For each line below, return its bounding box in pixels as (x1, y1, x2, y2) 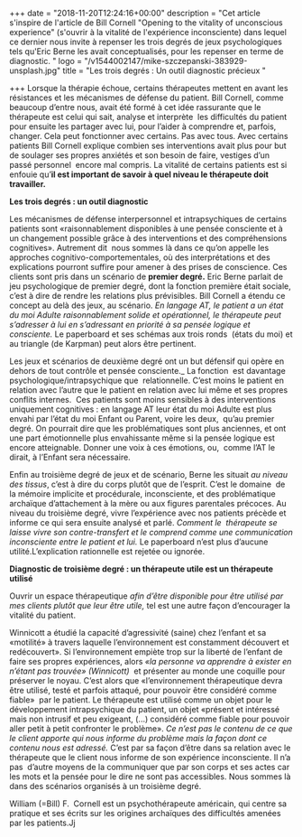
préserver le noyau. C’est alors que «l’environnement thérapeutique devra (9, 675, 283, 685)
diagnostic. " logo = (9, 56, 83, 66)
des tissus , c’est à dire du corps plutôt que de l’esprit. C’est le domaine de (9, 479, 286, 489)
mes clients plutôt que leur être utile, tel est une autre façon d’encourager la (9, 600, 291, 610)
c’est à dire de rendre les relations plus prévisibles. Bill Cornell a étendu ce (9, 291, 286, 301)
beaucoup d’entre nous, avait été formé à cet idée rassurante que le (9, 102, 261, 112)
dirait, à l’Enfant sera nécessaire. (9, 451, 131, 462)
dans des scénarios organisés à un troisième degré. (9, 781, 202, 791)
